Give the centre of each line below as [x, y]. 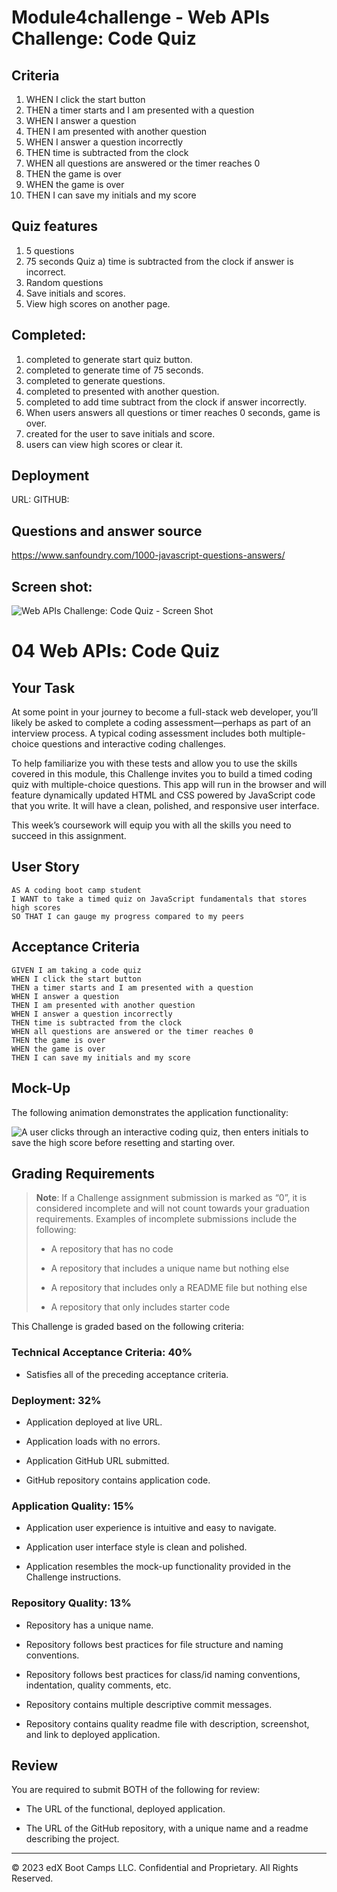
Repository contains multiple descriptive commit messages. [149, 1704]
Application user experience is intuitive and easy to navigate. [151, 1528]
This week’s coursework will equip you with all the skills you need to [151, 825]
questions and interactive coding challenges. [133, 744]
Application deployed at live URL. [94, 1422]
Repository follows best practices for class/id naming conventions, [163, 1674]
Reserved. [32, 1878]
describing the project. [72, 1839]
